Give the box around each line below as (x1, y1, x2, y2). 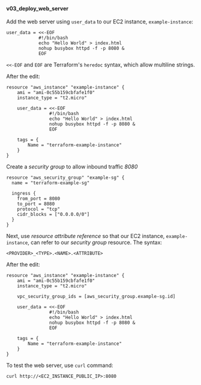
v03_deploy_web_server (6, 5, 69, 12)
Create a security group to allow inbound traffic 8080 (6, 163, 138, 170)
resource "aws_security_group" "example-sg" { (6, 175, 125, 181)
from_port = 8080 (17, 195, 61, 202)
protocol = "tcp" (17, 206, 61, 212)
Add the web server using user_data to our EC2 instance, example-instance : (6, 18, 194, 25)
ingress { (11, 191, 36, 197)
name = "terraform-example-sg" (11, 180, 90, 186)
